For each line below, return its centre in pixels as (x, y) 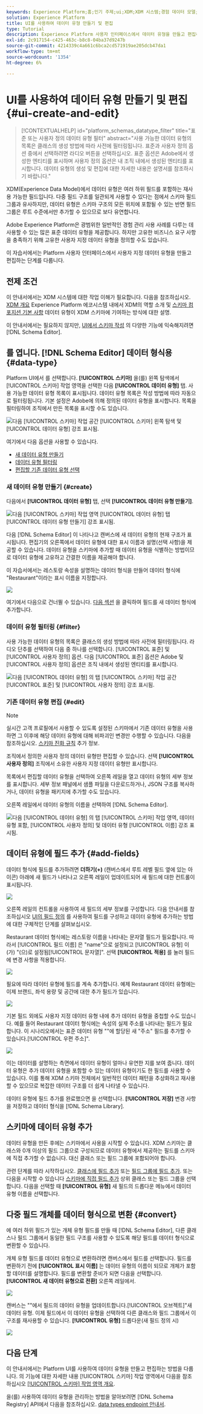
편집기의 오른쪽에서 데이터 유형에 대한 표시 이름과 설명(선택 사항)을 (107, 542)
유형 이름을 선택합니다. (33, 1194)
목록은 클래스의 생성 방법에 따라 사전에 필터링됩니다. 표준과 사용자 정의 (104, 146)
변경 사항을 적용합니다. (39, 959)
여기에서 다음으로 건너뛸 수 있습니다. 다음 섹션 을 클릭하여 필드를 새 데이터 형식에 (101, 602)
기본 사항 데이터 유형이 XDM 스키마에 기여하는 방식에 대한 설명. (97, 313)
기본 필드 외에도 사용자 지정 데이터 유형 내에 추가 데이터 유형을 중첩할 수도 (93, 1016)
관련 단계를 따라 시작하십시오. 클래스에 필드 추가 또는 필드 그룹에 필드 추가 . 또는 (100, 1171)
